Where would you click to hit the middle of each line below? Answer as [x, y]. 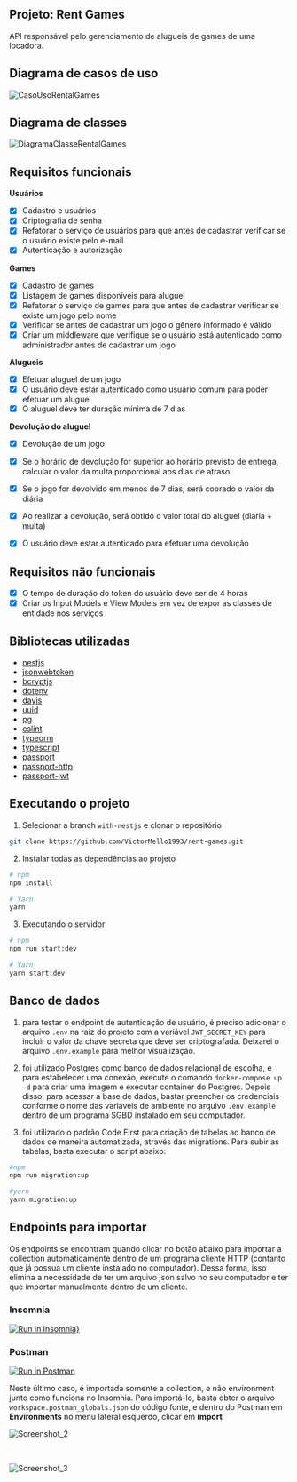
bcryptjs [37, 681]
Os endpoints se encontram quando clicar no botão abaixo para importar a [145, 1248]
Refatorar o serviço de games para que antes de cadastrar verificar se [150, 305]
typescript [41, 748]
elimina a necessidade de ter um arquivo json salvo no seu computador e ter [148, 1277]
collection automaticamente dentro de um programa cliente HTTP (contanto [148, 1258]
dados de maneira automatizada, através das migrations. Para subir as [150, 1142]
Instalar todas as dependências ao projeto [98, 858]
